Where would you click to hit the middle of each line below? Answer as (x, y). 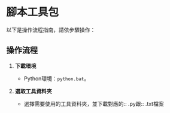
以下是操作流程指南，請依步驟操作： (51, 30)
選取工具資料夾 (33, 91)
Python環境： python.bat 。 (57, 79)
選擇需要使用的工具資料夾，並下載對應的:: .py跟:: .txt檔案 (94, 103)
